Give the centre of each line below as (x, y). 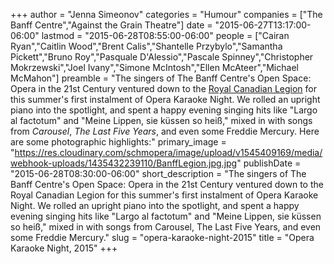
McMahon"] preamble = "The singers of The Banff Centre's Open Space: (161, 78)
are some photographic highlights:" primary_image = (118, 142)
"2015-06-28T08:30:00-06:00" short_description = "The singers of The (158, 173)
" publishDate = (269, 163)
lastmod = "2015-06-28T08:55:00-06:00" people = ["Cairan (165, 35)
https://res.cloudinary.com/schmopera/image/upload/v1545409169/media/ (168, 152)
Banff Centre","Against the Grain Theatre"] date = (111, 25)
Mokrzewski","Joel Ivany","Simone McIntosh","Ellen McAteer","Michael (154, 67)
